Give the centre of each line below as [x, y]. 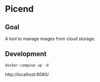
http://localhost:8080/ [27, 74]
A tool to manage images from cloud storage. [50, 39]
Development [26, 54]
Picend [19, 9]
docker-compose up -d [27, 65]
